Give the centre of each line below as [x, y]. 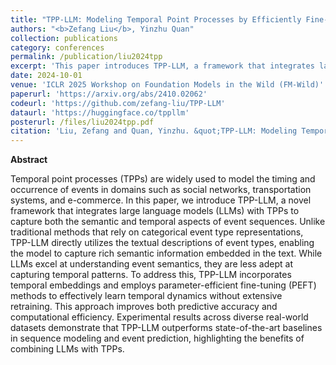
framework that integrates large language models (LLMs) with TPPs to [155, 211]
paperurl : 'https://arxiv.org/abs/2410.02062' [109, 94]
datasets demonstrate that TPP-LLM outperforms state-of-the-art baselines [166, 328]
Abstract [29, 160]
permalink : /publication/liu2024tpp [86, 57]
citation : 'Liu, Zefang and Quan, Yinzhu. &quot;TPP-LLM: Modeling [154, 131]
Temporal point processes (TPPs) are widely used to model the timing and [163, 179]
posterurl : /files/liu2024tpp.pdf [82, 122]
